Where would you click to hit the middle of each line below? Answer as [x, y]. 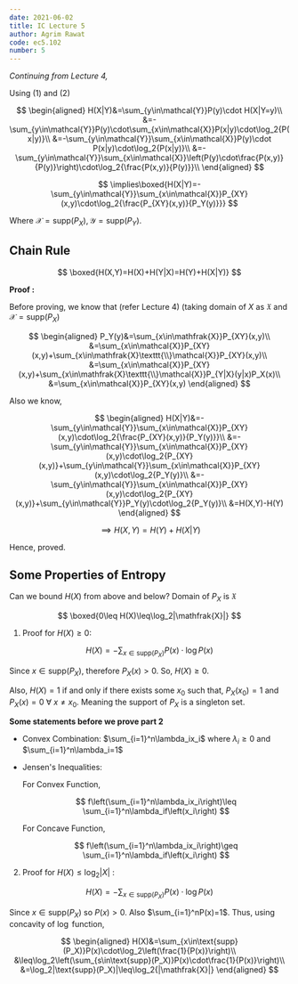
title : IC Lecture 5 [48, 26]
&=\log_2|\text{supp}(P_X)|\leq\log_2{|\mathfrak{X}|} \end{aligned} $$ [149, 970]
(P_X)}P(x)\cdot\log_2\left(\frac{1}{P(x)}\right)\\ [149, 951]
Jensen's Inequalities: [62, 768]
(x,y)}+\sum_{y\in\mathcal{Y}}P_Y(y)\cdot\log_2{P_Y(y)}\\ [121, 503]
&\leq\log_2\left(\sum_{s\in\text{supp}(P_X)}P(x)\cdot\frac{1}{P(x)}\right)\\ [149, 960]
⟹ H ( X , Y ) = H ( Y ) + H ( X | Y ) [151, 530]
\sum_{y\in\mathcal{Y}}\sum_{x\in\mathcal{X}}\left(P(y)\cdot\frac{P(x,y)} [149, 158]
